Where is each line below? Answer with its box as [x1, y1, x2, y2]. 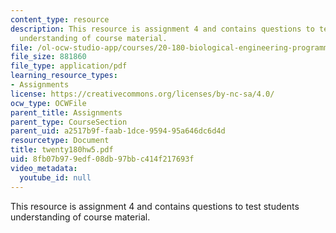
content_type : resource [10, 14, 110, 25]
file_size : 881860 [10, 52, 87, 62]
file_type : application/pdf [10, 61, 128, 71]
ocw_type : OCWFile [10, 98, 87, 108]
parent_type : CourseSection [10, 117, 128, 127]
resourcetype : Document [10, 136, 110, 146]
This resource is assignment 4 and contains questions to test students [10, 200, 300, 212]
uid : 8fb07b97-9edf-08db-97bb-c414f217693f [10, 154, 195, 164]
